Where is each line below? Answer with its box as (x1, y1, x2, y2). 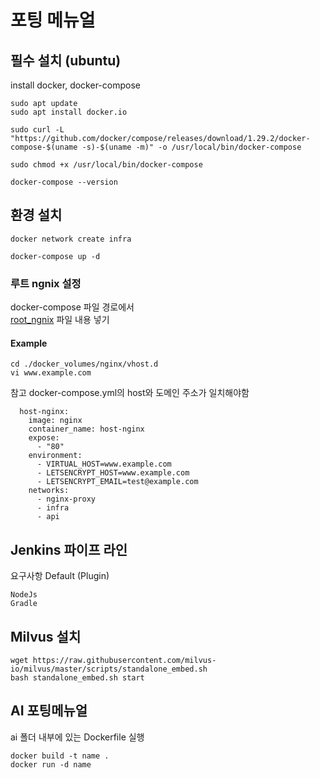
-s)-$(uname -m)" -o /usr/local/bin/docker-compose (81, 142, 302, 152)
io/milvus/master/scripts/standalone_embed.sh (10, 664, 208, 674)
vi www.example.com (10, 368, 92, 378)
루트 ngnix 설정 (10, 276, 82, 290)
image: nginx (28, 416, 83, 426)
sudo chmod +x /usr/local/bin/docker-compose (10, 160, 203, 170)
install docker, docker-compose (10, 79, 141, 91)
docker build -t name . (10, 751, 110, 761)
